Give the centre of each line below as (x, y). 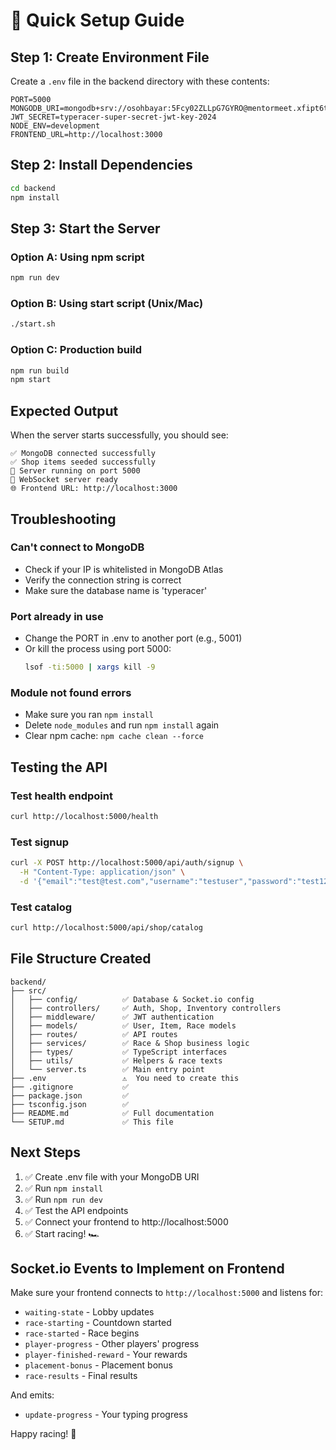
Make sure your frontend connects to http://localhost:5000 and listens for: (166, 1293)
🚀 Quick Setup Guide (97, 20)
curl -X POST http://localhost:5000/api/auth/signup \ (127, 863)
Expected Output (64, 410)
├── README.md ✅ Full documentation (112, 1113)
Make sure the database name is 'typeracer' (116, 590)
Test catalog (41, 907)
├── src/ (28, 990)
